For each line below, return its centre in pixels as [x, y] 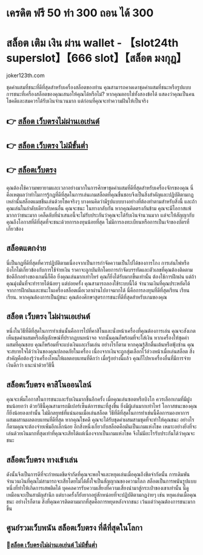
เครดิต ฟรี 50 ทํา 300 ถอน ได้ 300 [80, 13]
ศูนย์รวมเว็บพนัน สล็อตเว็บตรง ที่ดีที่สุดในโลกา [74, 528]
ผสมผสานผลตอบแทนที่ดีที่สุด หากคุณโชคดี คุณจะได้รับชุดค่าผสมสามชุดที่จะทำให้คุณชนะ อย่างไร [100, 420]
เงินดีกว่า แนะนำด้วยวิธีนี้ [30, 365]
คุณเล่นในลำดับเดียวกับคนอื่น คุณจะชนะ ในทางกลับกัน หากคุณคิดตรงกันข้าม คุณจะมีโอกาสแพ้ [99, 208]
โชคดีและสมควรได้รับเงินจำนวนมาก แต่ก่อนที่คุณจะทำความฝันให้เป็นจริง [77, 101]
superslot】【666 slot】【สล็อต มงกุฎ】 [97, 58]
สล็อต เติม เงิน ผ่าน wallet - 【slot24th [92, 43]
